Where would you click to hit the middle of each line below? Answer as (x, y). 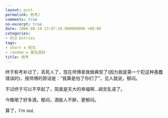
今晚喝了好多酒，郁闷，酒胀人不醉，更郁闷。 (52, 100)
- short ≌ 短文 (21, 48)
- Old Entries (20, 38)
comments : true (21, 19)
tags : (11, 43)
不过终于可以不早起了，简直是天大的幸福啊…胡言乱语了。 (65, 89)
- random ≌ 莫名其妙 (25, 52)
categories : (18, 33)
